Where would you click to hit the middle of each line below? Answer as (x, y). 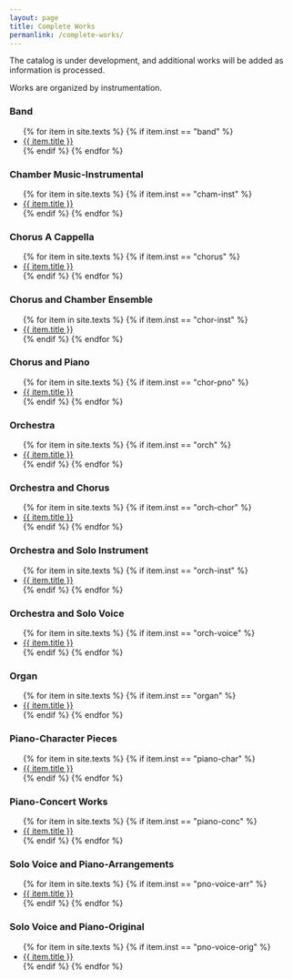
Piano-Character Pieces (64, 739)
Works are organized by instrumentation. (86, 88)
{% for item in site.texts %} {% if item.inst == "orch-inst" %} (135, 570)
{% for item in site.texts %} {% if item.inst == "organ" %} (129, 696)
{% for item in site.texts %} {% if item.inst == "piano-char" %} (139, 758)
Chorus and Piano (50, 362)
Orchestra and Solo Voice (67, 613)
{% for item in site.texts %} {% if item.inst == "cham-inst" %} (137, 194)
